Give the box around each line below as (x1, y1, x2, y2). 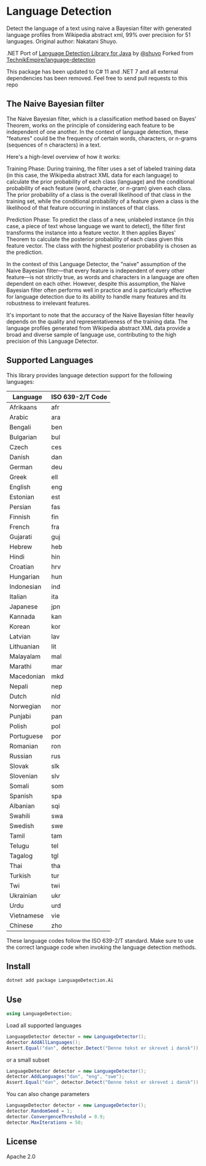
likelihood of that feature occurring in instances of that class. (6, 204, 160, 211)
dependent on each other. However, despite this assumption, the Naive (6, 280, 186, 287)
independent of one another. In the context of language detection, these (6, 128, 189, 136)
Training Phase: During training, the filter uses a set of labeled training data (6, 164, 196, 172)
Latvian (9, 632, 31, 640)
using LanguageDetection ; (6, 1011, 72, 1017)
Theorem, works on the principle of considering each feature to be (6, 121, 175, 129)
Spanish (9, 791, 33, 800)
